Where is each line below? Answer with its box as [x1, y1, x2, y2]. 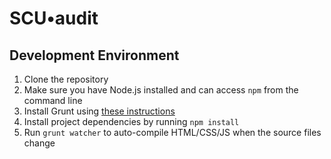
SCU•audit [9, 7, 99, 30]
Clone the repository [23, 73, 109, 85]
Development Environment [9, 47, 180, 64]
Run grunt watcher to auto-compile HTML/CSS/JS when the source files [23, 127, 322, 138]
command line [23, 95, 83, 106]
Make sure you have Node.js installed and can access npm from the [23, 84, 299, 96]
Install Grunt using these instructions [23, 105, 176, 117]
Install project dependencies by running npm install [23, 116, 240, 127]
